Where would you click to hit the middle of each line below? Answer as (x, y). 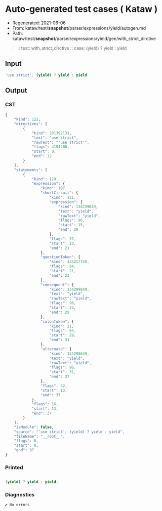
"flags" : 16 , (45, 404)
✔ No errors (17, 505)
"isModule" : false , (34, 427)
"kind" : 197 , (54, 188)
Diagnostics (20, 495)
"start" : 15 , (71, 225)
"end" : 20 (68, 230)
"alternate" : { (56, 349)
